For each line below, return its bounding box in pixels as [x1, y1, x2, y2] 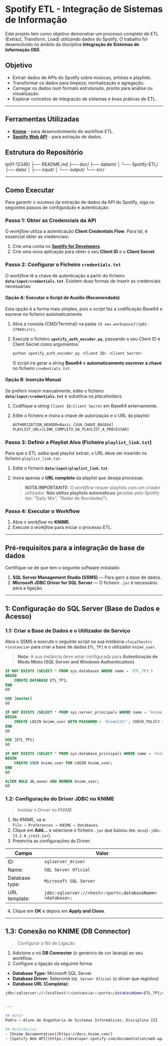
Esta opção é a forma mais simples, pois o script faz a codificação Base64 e [5, 305, 162, 311]
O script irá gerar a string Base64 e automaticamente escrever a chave [12, 360, 162, 366]
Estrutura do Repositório [5, 148, 83, 156]
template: [7, 895, 30, 902]
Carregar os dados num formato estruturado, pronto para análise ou [12, 85, 153, 91]
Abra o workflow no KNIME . [12, 519, 70, 525]
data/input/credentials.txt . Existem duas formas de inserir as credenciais [5, 278, 161, 284]
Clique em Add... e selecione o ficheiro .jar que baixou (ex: [12, 827, 136, 833]
